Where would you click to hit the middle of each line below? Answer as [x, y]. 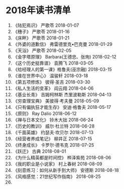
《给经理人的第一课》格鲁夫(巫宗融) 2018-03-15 [63, 69]
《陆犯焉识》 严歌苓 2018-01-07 [46, 25]
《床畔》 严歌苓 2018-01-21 [41, 38]
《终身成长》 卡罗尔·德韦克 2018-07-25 [53, 145]
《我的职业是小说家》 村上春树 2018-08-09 [57, 164]
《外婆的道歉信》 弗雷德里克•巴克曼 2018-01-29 [63, 44]
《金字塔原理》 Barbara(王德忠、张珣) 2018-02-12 [65, 56]
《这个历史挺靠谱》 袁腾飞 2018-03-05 [53, 63]
